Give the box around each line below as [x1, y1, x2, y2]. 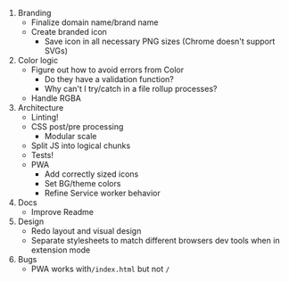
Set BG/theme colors [44, 178, 121, 188]
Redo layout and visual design [30, 226, 142, 236]
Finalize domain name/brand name [30, 17, 159, 28]
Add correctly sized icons [44, 169, 139, 179]
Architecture [17, 103, 64, 112]
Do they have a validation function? [44, 74, 174, 84]
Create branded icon [30, 27, 107, 37]
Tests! [30, 150, 54, 160]
